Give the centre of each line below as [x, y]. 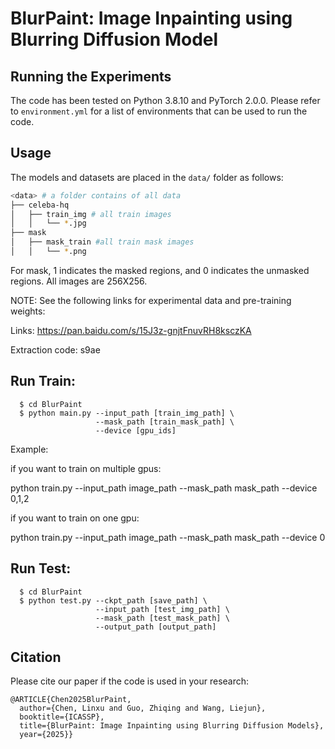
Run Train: [43, 381]
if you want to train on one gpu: [75, 518]
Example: [29, 449]
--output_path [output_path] [156, 627]
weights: [28, 311]
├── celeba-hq [40, 205]
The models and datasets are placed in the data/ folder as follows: [147, 177]
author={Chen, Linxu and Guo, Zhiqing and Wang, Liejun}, [143, 708]
